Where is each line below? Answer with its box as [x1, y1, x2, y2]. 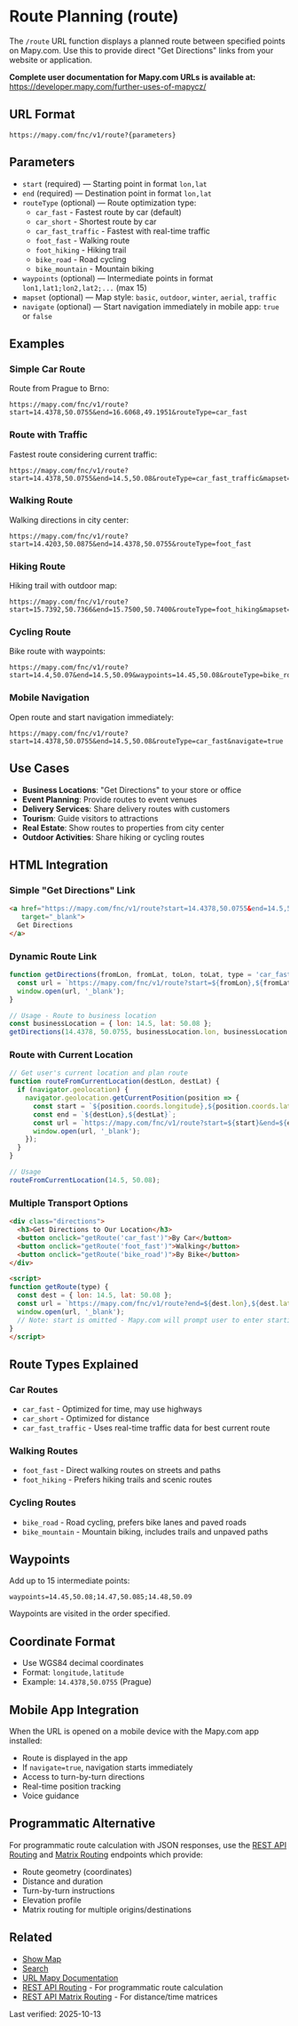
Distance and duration [21, 1876, 104, 1886]
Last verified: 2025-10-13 [9, 2008, 102, 2019]
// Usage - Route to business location [9, 1011, 157, 1020]
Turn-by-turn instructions [21, 1885, 115, 1895]
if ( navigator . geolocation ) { [17, 1085, 129, 1094]
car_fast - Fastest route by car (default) [35, 206, 182, 217]
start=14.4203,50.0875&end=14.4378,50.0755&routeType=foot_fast [9, 540, 252, 549]
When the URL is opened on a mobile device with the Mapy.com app [9, 1726, 260, 1737]
